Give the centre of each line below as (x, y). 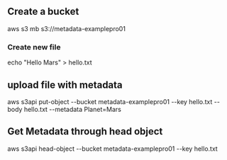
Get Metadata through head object (85, 131)
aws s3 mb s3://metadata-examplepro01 (67, 28)
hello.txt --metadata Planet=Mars (73, 109)
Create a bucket (43, 12)
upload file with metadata (65, 85)
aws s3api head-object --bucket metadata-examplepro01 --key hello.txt (112, 149)
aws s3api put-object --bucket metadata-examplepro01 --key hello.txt (110, 101)
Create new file (34, 47)
